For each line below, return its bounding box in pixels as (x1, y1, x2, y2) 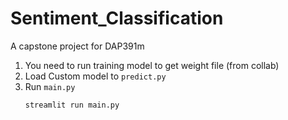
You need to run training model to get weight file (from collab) (24, 59, 280, 71)
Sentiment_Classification (10, 7, 224, 30)
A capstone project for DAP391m (10, 40, 145, 52)
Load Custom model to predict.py (24, 70, 167, 82)
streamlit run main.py (24, 100, 120, 110)
